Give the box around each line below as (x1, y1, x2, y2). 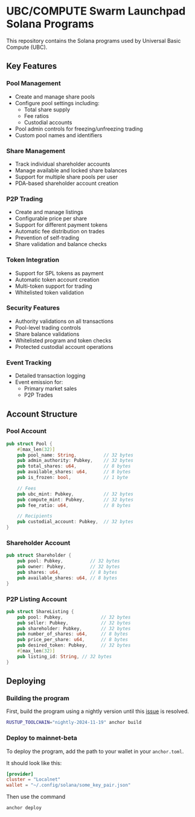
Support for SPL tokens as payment (14, 269, 104, 276)
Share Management (6, 146, 65, 155)
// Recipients (17, 513, 53, 519)
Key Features (6, 61, 57, 71)
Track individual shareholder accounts (14, 160, 110, 168)
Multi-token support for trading (14, 282, 92, 290)
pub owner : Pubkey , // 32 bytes (17, 564, 120, 570)
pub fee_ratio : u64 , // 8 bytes (17, 502, 131, 509)
